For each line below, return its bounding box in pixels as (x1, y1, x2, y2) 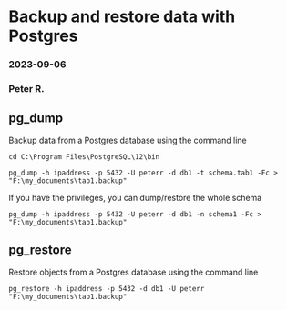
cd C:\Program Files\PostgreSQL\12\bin (8, 152, 160, 161)
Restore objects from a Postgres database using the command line (8, 266, 259, 277)
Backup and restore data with (8, 6, 236, 27)
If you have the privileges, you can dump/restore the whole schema (8, 192, 262, 203)
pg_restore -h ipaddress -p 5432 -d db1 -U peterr (8, 284, 205, 293)
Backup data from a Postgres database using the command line (8, 135, 247, 145)
